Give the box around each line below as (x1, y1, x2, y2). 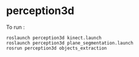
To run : (6, 24, 25, 31)
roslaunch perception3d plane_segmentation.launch (6, 40, 134, 46)
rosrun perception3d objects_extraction (6, 45, 108, 51)
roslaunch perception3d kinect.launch (6, 35, 102, 41)
